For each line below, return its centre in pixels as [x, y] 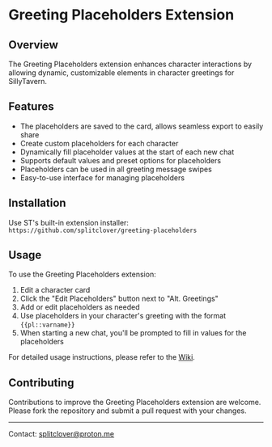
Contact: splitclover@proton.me [62, 434]
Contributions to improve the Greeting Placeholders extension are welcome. [135, 403]
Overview [34, 45]
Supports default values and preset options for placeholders [120, 160]
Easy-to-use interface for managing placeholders [102, 177]
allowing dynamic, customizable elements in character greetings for [121, 73]
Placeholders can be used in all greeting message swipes [116, 169]
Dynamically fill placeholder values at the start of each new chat [127, 152]
